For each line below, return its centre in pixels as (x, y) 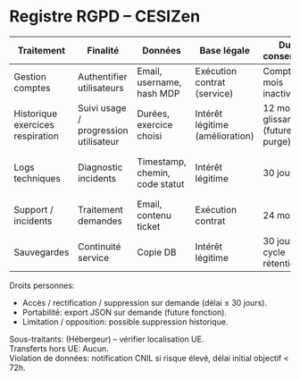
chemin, (154, 173)
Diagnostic (100, 167)
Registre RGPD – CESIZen (105, 17)
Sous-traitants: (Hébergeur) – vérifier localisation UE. (107, 339)
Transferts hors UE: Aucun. (59, 348)
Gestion (30, 76)
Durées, (153, 114)
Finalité (103, 50)
